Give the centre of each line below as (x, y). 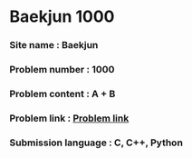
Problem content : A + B (62, 94)
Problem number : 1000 (62, 70)
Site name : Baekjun (54, 45)
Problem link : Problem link (69, 118)
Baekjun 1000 (62, 17)
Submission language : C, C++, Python (96, 143)
